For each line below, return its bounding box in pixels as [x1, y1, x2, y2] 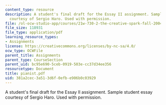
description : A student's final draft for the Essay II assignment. [5, 12, 149, 17]
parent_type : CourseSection [5, 57, 63, 62]
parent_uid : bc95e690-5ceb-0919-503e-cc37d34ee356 [5, 62, 112, 67]
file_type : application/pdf [5, 30, 63, 35]
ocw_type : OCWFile [5, 48, 43, 53]
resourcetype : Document [5, 67, 54, 72]
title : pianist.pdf [5, 71, 45, 76]
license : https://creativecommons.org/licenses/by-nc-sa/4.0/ [5, 44, 136, 49]
